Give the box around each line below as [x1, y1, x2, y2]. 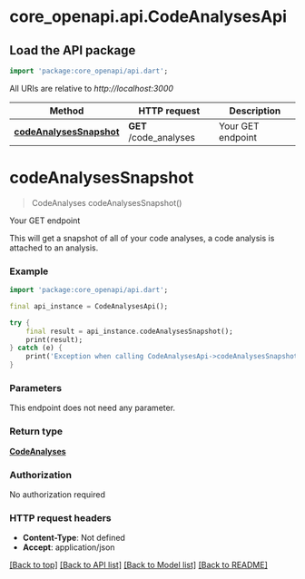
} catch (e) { [9, 343, 64, 353]
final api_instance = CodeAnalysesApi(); [9, 301, 169, 310]
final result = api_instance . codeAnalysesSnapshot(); [25, 327, 233, 336]
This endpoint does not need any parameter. [9, 402, 175, 414]
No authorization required [9, 489, 106, 500]
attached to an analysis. [9, 242, 99, 253]
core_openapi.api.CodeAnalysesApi [9, 6, 288, 27]
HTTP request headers [9, 511, 112, 524]
